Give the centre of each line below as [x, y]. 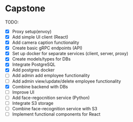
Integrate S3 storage [33, 103]
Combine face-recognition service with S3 [55, 108]
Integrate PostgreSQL [34, 64]
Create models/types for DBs [41, 59]
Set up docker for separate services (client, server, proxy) [70, 54]
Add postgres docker [33, 70]
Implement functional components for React [56, 114]
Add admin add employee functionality [51, 76]
